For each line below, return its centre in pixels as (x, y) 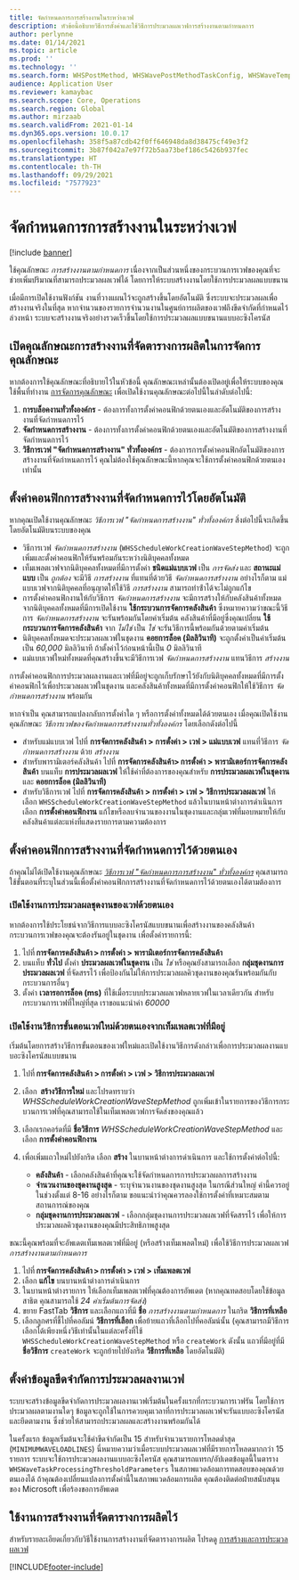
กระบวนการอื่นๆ (45, 982)
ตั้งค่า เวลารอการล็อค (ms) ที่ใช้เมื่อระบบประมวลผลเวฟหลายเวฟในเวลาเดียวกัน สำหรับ (148, 992)
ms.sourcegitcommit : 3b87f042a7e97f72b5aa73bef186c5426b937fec (129, 150)
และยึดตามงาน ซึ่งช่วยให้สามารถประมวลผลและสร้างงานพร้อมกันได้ (105, 1420)
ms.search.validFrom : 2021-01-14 (71, 126)
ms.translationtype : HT (53, 158)
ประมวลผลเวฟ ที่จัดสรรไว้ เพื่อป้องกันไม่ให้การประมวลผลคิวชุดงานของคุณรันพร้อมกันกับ (149, 972)
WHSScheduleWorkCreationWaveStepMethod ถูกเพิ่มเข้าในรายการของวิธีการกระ (156, 1101)
